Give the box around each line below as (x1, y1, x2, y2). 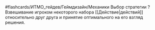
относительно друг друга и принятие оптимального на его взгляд (5, 15, 143, 20)
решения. (5, 19, 26, 25)
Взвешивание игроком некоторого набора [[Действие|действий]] (5, 9, 143, 15)
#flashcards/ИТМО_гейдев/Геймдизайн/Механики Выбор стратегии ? (5, 4, 151, 10)
